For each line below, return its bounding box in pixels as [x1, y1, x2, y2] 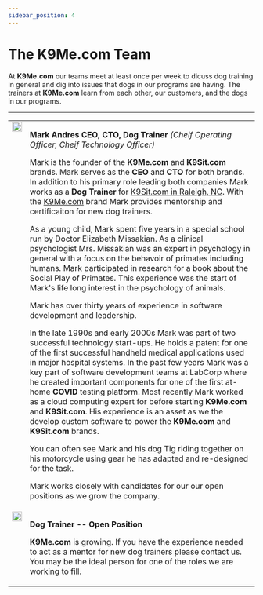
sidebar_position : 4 [8, 11, 76, 20]
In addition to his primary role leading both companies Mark [30, 176, 249, 187]
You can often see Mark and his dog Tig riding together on [30, 443, 244, 454]
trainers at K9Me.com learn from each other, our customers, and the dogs [8, 88, 248, 97]
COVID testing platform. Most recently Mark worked [52, 386, 243, 397]
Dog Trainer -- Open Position [30, 519, 143, 530]
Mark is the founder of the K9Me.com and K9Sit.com [30, 156, 227, 167]
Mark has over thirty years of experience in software [30, 300, 223, 311]
